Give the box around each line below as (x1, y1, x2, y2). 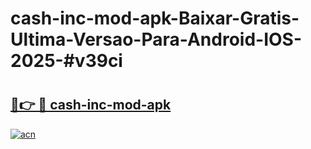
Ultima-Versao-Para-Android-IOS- (10, 28, 303, 51)
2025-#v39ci (10, 50, 123, 72)
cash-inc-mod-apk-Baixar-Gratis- (10, 7, 300, 30)
